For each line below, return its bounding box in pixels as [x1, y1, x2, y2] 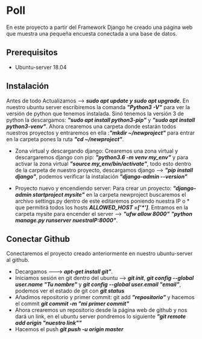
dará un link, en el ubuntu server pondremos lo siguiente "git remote [14, 313, 186, 320]
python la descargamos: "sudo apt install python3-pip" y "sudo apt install [6, 116, 195, 124]
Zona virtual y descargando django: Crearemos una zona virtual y [14, 147, 178, 154]
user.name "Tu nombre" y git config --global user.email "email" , [14, 281, 181, 288]
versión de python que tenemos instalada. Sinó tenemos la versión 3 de [6, 110, 185, 117]
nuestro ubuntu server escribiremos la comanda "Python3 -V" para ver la [6, 103, 191, 110]
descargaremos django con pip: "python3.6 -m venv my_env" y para [14, 153, 189, 160]
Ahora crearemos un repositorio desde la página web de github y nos [14, 306, 188, 314]
